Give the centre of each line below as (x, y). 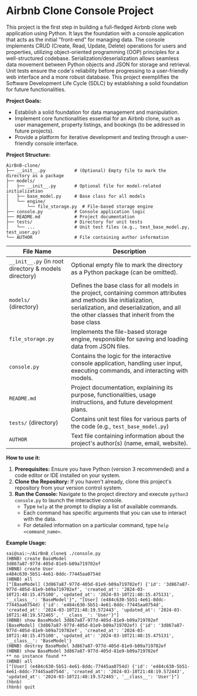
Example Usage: (26, 543)
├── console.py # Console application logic (76, 212)
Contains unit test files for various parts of (129, 419)
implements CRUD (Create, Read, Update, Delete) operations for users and (96, 46)
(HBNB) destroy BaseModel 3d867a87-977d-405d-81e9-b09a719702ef (86, 646)
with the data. (40, 519)
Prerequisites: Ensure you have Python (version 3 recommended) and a (102, 469)
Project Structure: (28, 154)
